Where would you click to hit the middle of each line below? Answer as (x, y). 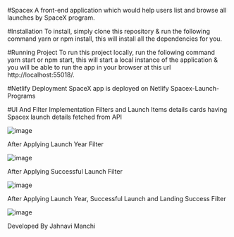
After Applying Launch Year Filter (55, 144)
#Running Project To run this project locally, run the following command (111, 52)
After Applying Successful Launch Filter (65, 171)
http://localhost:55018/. (41, 75)
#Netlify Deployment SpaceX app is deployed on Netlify (88, 88)
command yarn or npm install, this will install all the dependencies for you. (115, 39)
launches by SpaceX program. (51, 18)
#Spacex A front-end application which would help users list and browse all (117, 10)
